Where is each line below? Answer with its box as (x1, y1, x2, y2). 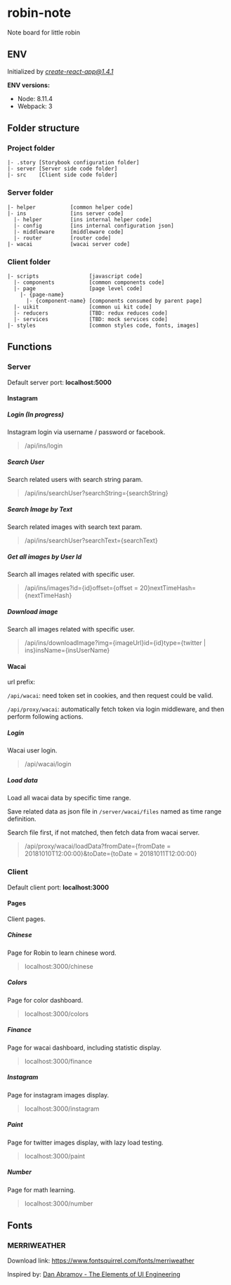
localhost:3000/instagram (24, 1104, 100, 1113)
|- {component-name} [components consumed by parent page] (25, 297, 202, 305)
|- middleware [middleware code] (13, 228, 124, 235)
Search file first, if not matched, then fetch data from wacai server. (7, 828, 200, 837)
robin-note (7, 5, 72, 21)
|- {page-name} (20, 292, 65, 299)
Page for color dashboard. (7, 996, 83, 1004)
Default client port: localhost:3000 (7, 883, 110, 892)
